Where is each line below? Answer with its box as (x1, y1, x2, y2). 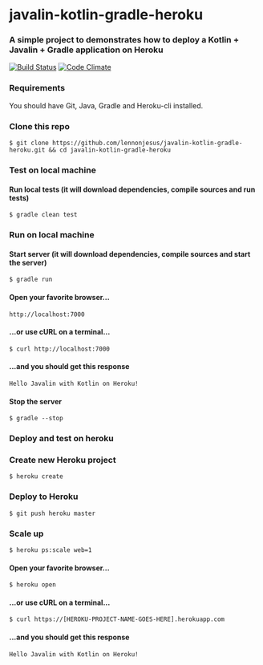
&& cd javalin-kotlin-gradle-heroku (48, 146, 172, 154)
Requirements (9, 83, 66, 94)
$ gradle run (9, 275, 53, 284)
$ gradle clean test (9, 211, 79, 219)
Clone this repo (9, 120, 71, 132)
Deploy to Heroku (9, 491, 79, 502)
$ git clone (9, 139, 49, 148)
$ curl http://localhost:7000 (9, 345, 111, 353)
